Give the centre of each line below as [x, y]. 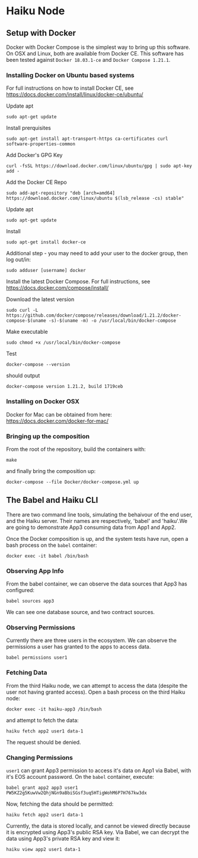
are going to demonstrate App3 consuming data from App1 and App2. [91, 527]
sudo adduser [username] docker [46, 271]
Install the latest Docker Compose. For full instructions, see [78, 281]
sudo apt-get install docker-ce [46, 242]
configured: [20, 590]
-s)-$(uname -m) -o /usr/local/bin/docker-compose [112, 321]
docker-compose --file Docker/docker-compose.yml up [73, 482]
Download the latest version [40, 299]
